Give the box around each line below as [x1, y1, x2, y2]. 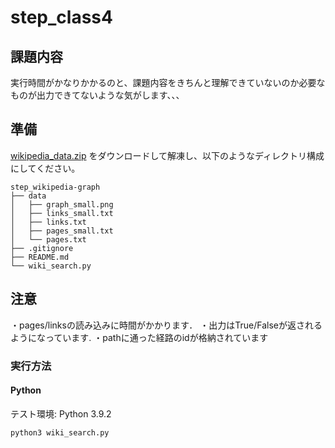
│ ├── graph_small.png [10, 199, 114, 210]
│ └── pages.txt [10, 234, 87, 245]
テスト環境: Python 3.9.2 [10, 407, 112, 420]
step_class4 [10, 6, 113, 29]
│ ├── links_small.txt [10, 208, 114, 218]
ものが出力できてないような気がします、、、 [10, 89, 185, 101]
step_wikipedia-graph [10, 182, 101, 192]
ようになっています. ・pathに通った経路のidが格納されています [10, 331, 269, 343]
